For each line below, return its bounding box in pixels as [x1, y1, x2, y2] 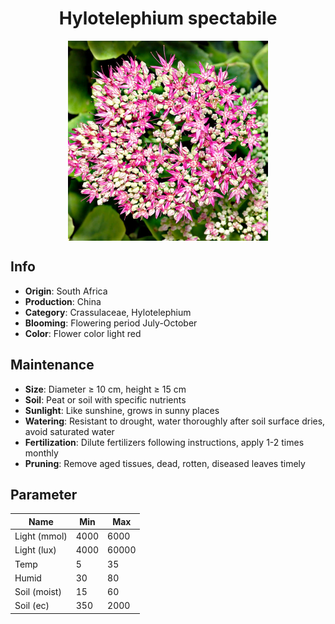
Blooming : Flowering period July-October [24, 317, 198, 329]
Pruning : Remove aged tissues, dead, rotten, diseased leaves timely [24, 457, 306, 469]
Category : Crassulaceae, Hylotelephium [24, 306, 192, 318]
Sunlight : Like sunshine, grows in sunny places [24, 404, 220, 416]
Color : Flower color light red [24, 327, 142, 339]
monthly [24, 447, 59, 459]
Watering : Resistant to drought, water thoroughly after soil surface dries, [24, 415, 326, 427]
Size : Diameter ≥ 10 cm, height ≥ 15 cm [24, 383, 187, 395]
